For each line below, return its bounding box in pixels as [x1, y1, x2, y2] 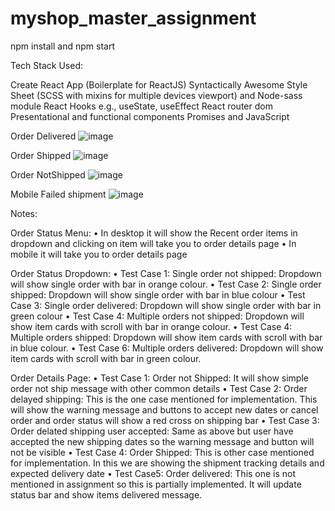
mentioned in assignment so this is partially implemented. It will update [10, 478, 302, 490]
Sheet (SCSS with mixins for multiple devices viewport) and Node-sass [10, 89, 303, 101]
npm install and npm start [10, 40, 115, 52]
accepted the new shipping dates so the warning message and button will [10, 435, 315, 447]
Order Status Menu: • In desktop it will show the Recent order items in [10, 227, 298, 239]
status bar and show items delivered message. [10, 488, 203, 501]
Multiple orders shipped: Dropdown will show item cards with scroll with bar [10, 331, 323, 343]
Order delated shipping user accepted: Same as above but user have [10, 425, 294, 437]
